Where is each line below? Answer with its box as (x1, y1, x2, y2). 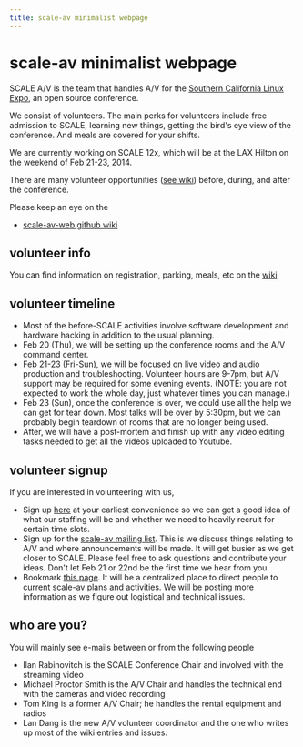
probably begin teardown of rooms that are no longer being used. (22, 417, 268, 428)
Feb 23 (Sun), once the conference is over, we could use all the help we (22, 398, 292, 409)
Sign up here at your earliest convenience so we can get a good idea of (22, 504, 291, 515)
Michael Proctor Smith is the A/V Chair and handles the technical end (22, 679, 282, 690)
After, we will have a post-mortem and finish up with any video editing (22, 427, 285, 438)
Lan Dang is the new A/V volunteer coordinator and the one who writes (22, 717, 289, 728)
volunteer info (9, 245, 91, 260)
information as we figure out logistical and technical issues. (22, 591, 246, 601)
